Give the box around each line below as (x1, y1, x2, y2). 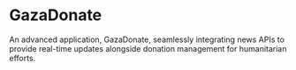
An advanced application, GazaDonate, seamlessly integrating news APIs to (9, 34, 285, 45)
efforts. (9, 52, 36, 63)
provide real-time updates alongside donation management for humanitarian (9, 43, 287, 53)
